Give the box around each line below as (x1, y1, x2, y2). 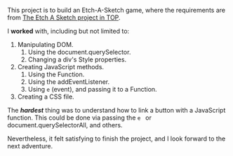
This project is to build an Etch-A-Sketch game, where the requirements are (7, 6, 226, 14)
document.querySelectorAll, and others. (7, 121, 123, 129)
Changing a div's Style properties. (27, 55, 127, 64)
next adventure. (7, 142, 53, 150)
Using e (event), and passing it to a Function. (27, 85, 157, 93)
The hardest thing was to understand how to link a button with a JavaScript (7, 106, 226, 114)
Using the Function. (27, 70, 85, 78)
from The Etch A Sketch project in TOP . (7, 13, 121, 22)
